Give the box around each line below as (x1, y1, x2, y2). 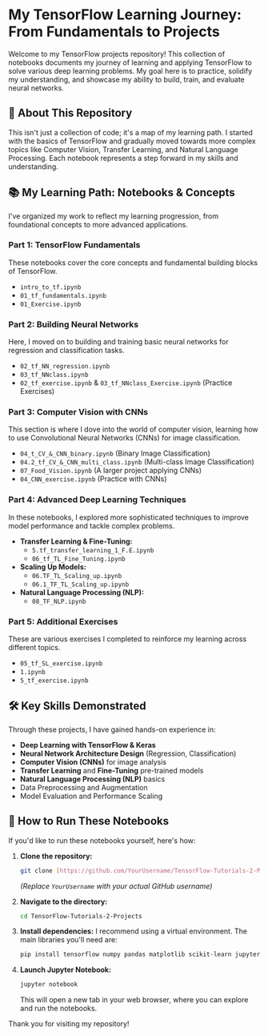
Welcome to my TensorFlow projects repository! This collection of (8, 49, 226, 58)
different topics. (8, 643, 61, 653)
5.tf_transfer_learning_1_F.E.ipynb (31, 546, 154, 554)
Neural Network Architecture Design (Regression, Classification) (19, 749, 237, 758)
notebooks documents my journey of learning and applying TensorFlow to (8, 58, 252, 67)
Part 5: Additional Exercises (8, 616, 118, 627)
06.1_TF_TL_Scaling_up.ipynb (31, 580, 130, 588)
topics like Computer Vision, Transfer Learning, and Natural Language (8, 144, 238, 154)
